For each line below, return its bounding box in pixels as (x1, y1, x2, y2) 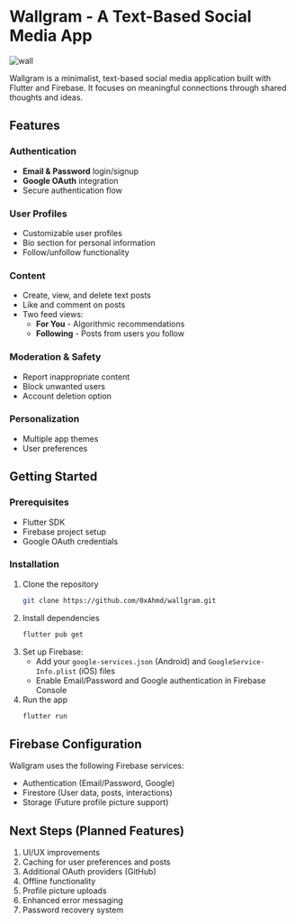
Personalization (9, 413, 80, 425)
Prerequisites (9, 496, 69, 508)
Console (35, 684, 67, 695)
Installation (9, 558, 60, 571)
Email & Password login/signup (22, 165, 139, 177)
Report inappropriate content (22, 371, 130, 382)
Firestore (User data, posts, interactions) (22, 787, 173, 799)
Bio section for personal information (22, 237, 156, 248)
